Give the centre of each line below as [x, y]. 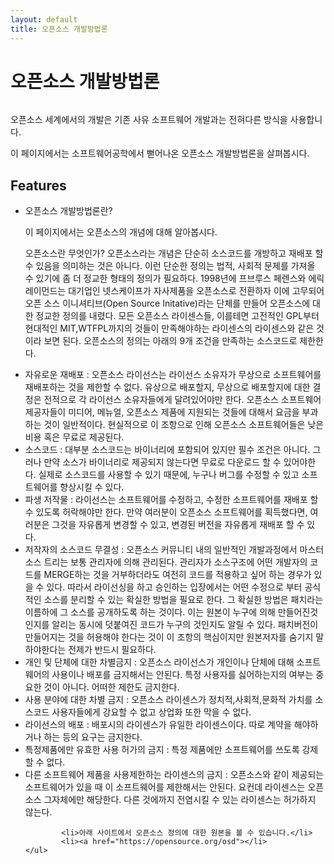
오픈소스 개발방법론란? [68, 211]
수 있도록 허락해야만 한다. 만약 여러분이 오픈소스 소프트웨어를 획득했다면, [166, 512]
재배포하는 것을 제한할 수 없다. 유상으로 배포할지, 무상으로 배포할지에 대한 [167, 387]
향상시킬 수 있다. [92, 487]
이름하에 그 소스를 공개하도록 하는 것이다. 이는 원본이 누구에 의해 [150, 612]
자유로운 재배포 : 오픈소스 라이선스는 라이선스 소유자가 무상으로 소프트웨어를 [173, 375]
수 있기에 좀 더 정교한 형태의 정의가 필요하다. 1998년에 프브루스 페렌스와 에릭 [174, 278]
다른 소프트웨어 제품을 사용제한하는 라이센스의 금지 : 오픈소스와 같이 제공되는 [174, 775]
